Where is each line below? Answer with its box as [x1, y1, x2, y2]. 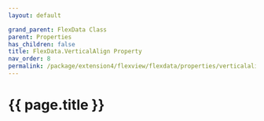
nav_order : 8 [8, 55, 51, 63]
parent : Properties [8, 33, 72, 41]
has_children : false [8, 40, 76, 48]
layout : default [8, 11, 61, 20]
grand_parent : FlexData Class [8, 25, 108, 34]
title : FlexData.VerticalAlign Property [8, 48, 143, 56]
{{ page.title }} [8, 96, 105, 114]
